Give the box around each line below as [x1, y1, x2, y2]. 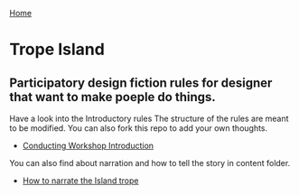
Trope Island [9, 40, 106, 60]
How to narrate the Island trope [22, 175, 139, 186]
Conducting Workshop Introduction [22, 140, 154, 151]
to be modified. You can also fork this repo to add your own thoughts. [9, 123, 268, 134]
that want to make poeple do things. [9, 89, 217, 105]
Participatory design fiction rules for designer [9, 75, 273, 90]
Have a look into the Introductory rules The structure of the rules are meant [9, 113, 289, 124]
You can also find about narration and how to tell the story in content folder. [9, 158, 291, 168]
